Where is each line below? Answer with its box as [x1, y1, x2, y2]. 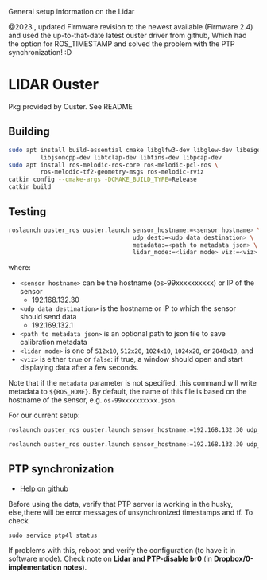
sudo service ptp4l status [8, 531, 98, 539]
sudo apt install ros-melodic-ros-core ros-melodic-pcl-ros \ [8, 161, 219, 169]
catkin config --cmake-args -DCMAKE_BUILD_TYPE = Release [8, 175, 197, 184]
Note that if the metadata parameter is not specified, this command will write [8, 378, 257, 388]
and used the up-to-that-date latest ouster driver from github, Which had [8, 31, 247, 40]
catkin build [8, 183, 52, 191]
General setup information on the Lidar [8, 7, 135, 16]
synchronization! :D [8, 48, 72, 57]
